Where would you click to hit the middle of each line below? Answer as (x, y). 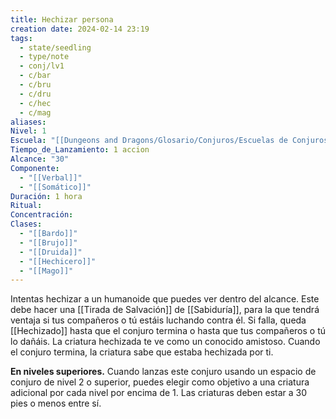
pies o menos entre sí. (56, 403)
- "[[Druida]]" (51, 252)
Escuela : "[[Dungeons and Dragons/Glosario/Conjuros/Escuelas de (149, 141)
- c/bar (35, 76)
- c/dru (35, 94)
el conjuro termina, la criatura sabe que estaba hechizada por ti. (142, 352)
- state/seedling (55, 47)
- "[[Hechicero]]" (58, 261)
